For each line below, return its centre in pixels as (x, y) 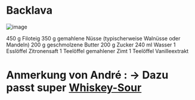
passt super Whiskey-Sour (74, 88)
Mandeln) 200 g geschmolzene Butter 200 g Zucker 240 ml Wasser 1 (91, 45)
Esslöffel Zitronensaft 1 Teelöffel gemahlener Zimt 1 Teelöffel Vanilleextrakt (97, 51)
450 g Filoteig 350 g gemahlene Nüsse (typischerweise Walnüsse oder (93, 38)
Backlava (29, 10)
